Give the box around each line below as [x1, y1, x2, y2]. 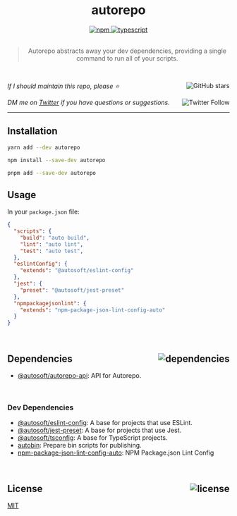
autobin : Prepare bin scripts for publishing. [17, 441, 142, 450]
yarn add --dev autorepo [7, 144, 80, 151]
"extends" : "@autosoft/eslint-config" [20, 267, 134, 274]
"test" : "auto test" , [20, 247, 83, 254]
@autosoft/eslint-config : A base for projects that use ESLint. [17, 419, 193, 427]
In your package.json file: [7, 207, 80, 216]
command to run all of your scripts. [76, 54, 178, 62]
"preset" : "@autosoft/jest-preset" [20, 286, 125, 294]
